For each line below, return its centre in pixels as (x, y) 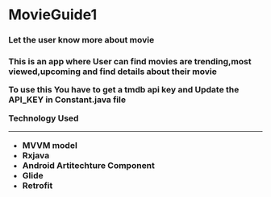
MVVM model (50, 145)
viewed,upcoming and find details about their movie (113, 72)
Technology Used (44, 118)
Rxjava (36, 155)
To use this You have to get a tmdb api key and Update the (124, 90)
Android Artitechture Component (89, 165)
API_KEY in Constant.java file (67, 100)
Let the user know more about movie (81, 40)
